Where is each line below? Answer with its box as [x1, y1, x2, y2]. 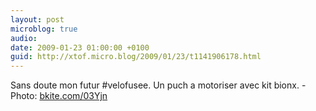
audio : [10, 33, 38, 43]
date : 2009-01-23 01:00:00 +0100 [10, 42, 150, 53]
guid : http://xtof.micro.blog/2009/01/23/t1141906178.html [10, 52, 262, 62]
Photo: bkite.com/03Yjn [10, 90, 108, 102]
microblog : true [10, 24, 78, 34]
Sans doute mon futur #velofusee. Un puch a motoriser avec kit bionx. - [10, 79, 307, 91]
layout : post [10, 14, 65, 25]
